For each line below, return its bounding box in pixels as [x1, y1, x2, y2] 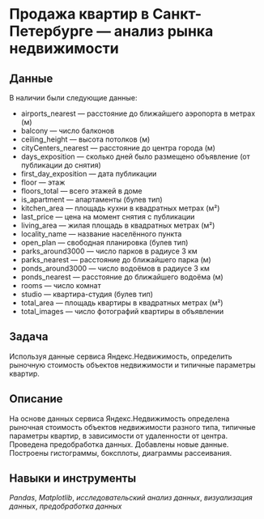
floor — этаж [20, 177, 66, 187]
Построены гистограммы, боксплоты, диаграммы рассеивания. [9, 448, 232, 457]
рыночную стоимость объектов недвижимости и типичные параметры [9, 359, 256, 369]
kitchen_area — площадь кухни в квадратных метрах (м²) [20, 203, 220, 213]
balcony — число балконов [20, 126, 115, 135]
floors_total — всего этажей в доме [20, 186, 143, 195]
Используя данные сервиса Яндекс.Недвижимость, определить [9, 351, 233, 361]
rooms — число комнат [20, 281, 101, 290]
